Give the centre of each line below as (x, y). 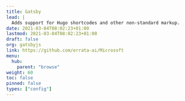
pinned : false (24, 84)
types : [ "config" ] (29, 89)
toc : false (20, 78)
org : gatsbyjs (24, 45)
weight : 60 (20, 72)
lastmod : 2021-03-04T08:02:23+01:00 (52, 34)
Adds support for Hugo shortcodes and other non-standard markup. (96, 23)
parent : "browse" (38, 67)
